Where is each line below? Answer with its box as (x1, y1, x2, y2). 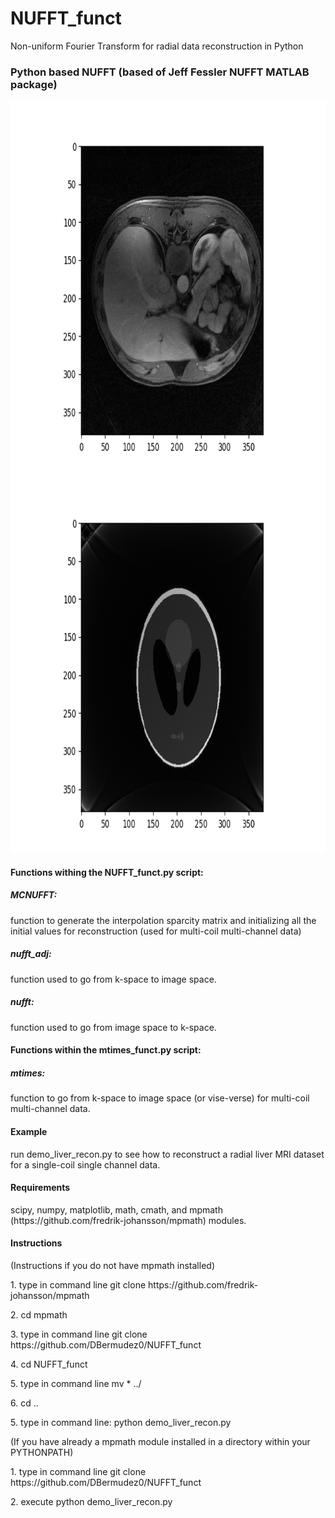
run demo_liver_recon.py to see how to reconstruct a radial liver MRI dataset (10, 1148, 325, 1160)
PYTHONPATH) (10, 1446, 74, 1458)
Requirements (10, 1182, 71, 1194)
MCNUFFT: (10, 889, 58, 901)
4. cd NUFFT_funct (10, 1358, 88, 1370)
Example (10, 1125, 48, 1137)
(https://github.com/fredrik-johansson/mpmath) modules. (10, 1214, 247, 1226)
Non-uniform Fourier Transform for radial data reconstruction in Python (10, 40, 304, 52)
